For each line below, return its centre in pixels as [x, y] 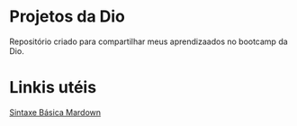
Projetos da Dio [67, 17]
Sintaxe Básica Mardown [55, 112]
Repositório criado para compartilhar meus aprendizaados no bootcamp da [148, 41]
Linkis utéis [53, 88]
